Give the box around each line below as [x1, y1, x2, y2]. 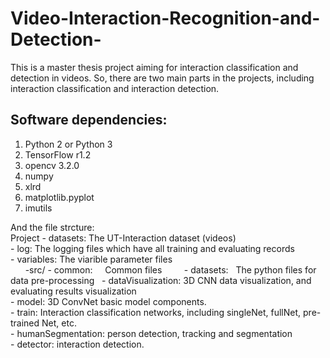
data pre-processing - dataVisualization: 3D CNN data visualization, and [10, 274, 312, 286]
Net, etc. [41, 317, 77, 329]
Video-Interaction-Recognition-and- [10, 7, 321, 30]
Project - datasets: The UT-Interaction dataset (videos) [10, 232, 237, 244]
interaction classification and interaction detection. [10, 82, 220, 94]
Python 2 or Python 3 [24, 138, 113, 150]
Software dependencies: [10, 112, 168, 129]
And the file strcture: [10, 221, 95, 233]
